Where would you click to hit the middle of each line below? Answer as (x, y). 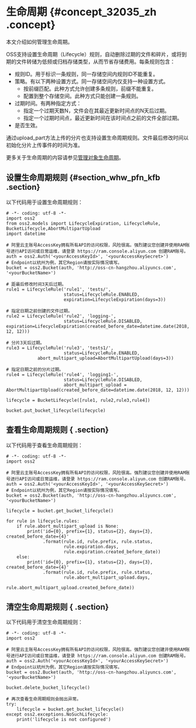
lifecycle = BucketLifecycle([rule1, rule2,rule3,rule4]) (78, 400)
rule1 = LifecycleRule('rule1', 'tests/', (59, 289)
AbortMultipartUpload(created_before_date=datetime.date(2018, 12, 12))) (98, 390)
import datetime (26, 234)
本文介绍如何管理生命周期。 (39, 42)
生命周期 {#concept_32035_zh (81, 12)
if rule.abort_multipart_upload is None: (68, 526)
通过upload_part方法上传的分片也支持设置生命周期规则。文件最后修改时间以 (97, 138)
